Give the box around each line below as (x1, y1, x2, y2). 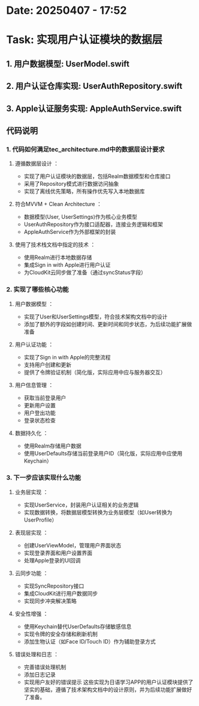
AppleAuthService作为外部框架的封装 (23, 228, 116, 236)
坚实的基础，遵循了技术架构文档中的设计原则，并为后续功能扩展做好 (23, 686, 192, 693)
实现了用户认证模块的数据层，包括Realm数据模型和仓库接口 (23, 172, 171, 180)
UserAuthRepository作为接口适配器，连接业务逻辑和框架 (23, 221, 163, 228)
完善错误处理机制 (23, 663, 67, 671)
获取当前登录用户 (23, 394, 67, 401)
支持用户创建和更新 (23, 361, 72, 368)
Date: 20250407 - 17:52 (6, 4, 127, 17)
